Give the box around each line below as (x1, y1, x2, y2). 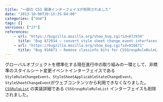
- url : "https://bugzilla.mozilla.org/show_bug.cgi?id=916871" (14, 43, 145, 48)
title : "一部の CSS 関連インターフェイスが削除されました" (5, 7, 111, 12)
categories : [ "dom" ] (5, 16, 47, 21)
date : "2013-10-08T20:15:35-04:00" (5, 12, 77, 16)
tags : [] (5, 20, 23, 26)
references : (5, 29, 29, 34)
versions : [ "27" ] (5, 25, 40, 30)
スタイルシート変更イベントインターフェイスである (13, 67, 115, 73)
